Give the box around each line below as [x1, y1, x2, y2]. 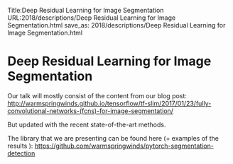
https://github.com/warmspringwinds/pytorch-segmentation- [34, 141, 215, 150]
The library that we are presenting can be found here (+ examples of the [7, 134, 219, 142]
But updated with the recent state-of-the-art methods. [7, 120, 166, 129]
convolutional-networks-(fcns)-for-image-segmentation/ [7, 106, 174, 115]
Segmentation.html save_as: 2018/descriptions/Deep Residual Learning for [7, 21, 226, 29]
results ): [7, 141, 33, 150]
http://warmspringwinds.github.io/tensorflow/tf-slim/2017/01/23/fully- [7, 99, 212, 107]
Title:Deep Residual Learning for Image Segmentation [7, 6, 164, 14]
